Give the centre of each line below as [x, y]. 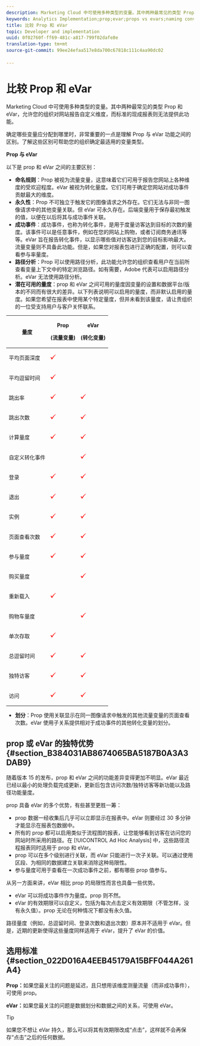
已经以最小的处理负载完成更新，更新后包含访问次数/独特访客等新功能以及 [96, 785]
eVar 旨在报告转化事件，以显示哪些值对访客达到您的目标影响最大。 [107, 239]
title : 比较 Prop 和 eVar [37, 25]
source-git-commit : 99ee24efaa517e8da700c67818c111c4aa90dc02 [85, 51]
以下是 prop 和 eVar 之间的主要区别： [51, 167]
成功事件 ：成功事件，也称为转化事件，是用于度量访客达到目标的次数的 [101, 224]
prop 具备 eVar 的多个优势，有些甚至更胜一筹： [64, 805]
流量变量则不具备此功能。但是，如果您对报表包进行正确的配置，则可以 [101, 247]
